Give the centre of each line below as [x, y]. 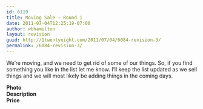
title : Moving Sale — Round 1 [45, 18]
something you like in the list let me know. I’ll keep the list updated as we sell [102, 69]
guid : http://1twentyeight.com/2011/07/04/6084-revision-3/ [84, 40]
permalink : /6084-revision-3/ [45, 46]
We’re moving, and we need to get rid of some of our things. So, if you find [99, 63]
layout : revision [28, 35]
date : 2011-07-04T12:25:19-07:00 [48, 23]
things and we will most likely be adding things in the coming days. [90, 76]
